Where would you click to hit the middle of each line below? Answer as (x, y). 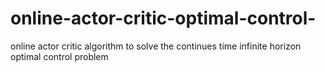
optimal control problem (59, 56)
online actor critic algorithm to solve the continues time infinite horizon (156, 46)
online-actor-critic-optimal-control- (163, 18)
